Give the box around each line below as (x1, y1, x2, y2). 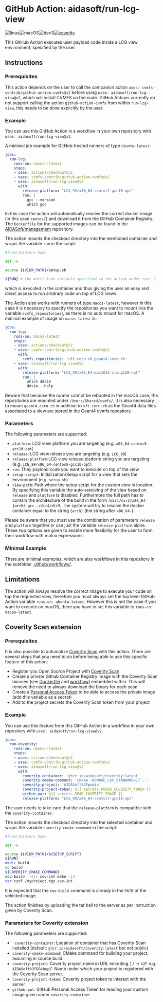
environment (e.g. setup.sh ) (12, 477, 68, 483)
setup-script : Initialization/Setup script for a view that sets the (12, 472, 138, 477)
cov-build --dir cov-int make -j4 (5, 874, 75, 879)
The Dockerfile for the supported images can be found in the (5, 221, 128, 227)
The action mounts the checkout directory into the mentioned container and (5, 236, 157, 241)
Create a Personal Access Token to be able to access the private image (12, 689, 156, 695)
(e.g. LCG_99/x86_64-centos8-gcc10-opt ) (12, 461, 92, 467)
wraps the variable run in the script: (5, 241, 76, 247)
